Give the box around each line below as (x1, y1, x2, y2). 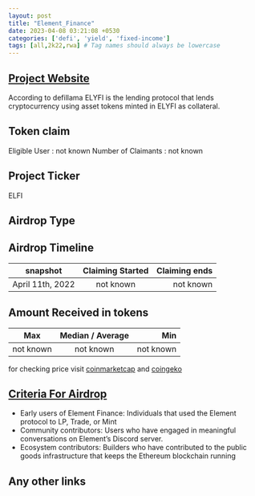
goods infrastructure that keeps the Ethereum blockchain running (19, 451, 237, 461)
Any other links (8, 474, 87, 488)
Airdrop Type (8, 214, 75, 228)
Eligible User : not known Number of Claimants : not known (8, 146, 203, 155)
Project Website (8, 72, 90, 85)
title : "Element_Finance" (8, 19, 95, 27)
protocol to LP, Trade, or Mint (19, 417, 117, 427)
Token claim (8, 125, 71, 138)
